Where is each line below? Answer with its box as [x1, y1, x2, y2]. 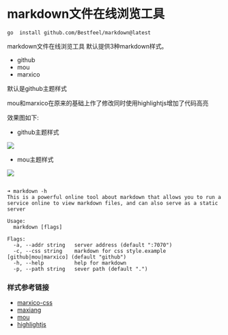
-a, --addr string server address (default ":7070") [13, 241, 173, 248]
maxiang [16, 306, 42, 314]
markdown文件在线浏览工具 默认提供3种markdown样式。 [7, 42, 168, 50]
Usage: [7, 217, 26, 224]
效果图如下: [7, 113, 40, 122]
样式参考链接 [7, 282, 50, 292]
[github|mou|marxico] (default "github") [7, 254, 127, 260]
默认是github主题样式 [7, 84, 67, 92]
